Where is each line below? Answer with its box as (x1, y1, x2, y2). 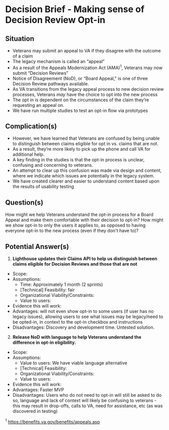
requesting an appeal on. (12, 102, 64, 108)
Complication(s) (5, 122, 57, 131)
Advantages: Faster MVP (12, 387, 64, 393)
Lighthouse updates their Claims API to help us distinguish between (12, 256, 157, 262)
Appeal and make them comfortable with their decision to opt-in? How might (5, 217, 163, 223)
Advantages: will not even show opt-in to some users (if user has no (12, 309, 154, 315)
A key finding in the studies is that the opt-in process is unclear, (12, 157, 145, 163)
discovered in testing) (12, 408, 58, 414)
